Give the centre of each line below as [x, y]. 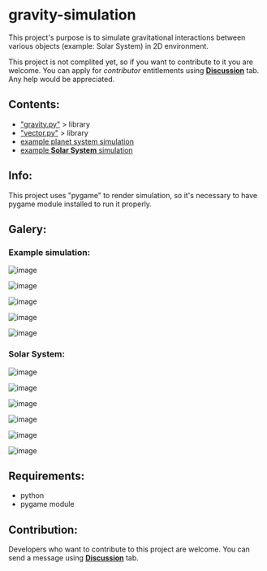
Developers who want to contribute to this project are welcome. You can [129, 549]
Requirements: [47, 476]
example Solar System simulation [76, 150]
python [32, 495]
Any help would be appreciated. [62, 79]
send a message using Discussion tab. [74, 558]
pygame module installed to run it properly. [80, 204]
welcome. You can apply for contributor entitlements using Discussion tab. [134, 70]
